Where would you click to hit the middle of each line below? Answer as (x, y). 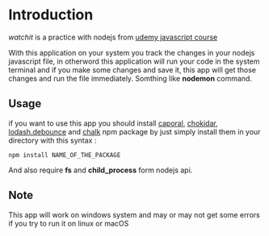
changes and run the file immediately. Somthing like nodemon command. (130, 78)
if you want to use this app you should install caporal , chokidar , (113, 123)
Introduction (51, 15)
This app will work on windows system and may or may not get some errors (134, 214)
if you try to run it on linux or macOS (69, 223)
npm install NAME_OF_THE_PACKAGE (65, 155)
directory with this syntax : (53, 140)
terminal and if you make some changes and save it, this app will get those (132, 69)
